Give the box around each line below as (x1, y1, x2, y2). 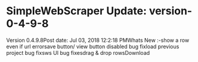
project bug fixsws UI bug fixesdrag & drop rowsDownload (6, 49, 150, 56)
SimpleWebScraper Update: (6, 4, 147, 18)
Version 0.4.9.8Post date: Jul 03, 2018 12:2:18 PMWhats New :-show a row (6, 36, 190, 44)
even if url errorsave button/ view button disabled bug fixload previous (6, 43, 180, 50)
